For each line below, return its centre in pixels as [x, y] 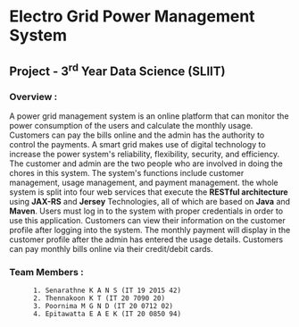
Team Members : [46, 272]
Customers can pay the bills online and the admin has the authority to [137, 135]
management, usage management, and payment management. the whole [144, 182]
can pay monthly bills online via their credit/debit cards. [112, 248]
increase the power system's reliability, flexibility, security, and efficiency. [145, 154]
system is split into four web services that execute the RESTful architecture [149, 192]
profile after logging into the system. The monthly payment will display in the [150, 230]
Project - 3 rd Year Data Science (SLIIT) [117, 70]
